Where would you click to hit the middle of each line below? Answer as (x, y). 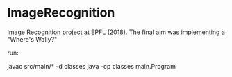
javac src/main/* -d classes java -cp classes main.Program (91, 66)
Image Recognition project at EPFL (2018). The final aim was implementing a (116, 32)
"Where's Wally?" (32, 39)
